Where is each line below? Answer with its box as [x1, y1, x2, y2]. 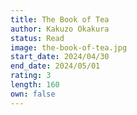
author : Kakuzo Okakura [10, 24, 110, 34]
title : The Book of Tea [10, 14, 110, 25]
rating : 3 [10, 71, 52, 81]
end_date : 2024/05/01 [10, 61, 101, 71]
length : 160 [10, 80, 60, 90]
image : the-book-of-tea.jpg [10, 42, 128, 53]
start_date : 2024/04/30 [10, 52, 110, 62]
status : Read [10, 33, 65, 43]
